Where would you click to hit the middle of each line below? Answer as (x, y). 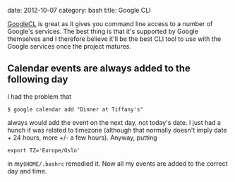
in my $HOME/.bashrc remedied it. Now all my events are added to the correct (117, 163)
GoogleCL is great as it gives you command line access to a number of (110, 24)
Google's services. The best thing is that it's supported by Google (103, 31)
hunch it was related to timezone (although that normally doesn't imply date (117, 130)
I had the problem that (40, 96)
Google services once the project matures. (70, 46)
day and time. (27, 171)
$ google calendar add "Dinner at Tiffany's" (75, 109)
